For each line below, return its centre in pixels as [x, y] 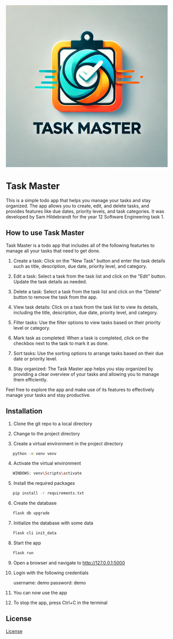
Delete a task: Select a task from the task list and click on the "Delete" [87, 291]
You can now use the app [40, 592]
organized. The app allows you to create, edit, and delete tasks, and [78, 206]
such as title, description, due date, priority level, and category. [80, 266]
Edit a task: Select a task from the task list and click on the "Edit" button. [90, 276]
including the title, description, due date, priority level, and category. [85, 312]
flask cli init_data [35, 533]
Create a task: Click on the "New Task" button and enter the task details [89, 261]
